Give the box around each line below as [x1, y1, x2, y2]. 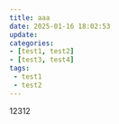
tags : [9, 64, 30, 73]
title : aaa [9, 13, 50, 23]
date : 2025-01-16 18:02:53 [9, 22, 111, 31]
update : [9, 30, 39, 39]
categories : [9, 38, 54, 48]
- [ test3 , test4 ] [9, 55, 75, 64]
